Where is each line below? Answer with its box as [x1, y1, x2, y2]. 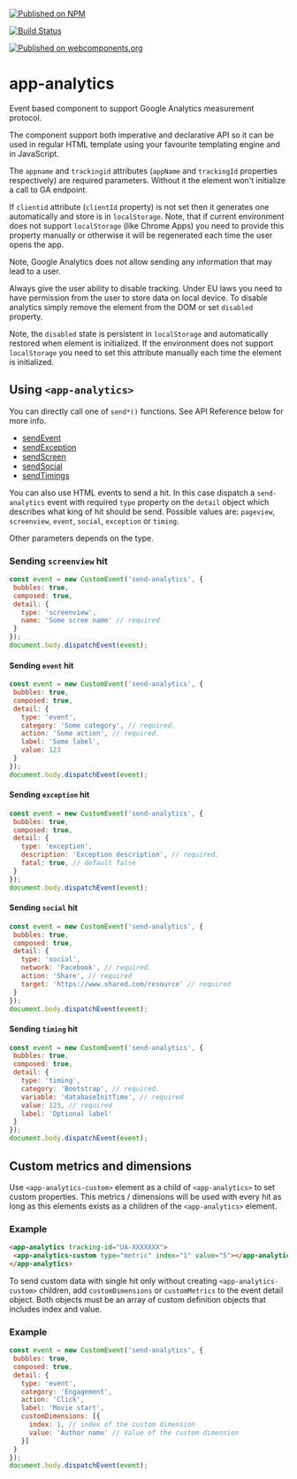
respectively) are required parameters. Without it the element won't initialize [9, 175, 286, 185]
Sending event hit [9, 660, 74, 671]
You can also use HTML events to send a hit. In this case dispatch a [9, 487, 255, 498]
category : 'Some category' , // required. [20, 720, 176, 730]
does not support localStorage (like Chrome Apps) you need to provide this [9, 220, 285, 230]
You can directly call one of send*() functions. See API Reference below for [9, 406, 285, 416]
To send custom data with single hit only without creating [9, 1275, 218, 1286]
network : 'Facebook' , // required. [20, 963, 152, 972]
